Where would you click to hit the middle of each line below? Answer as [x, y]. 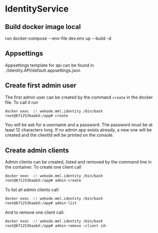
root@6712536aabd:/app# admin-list [41, 203]
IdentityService [37, 9]
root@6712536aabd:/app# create [37, 116]
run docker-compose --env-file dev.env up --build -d [58, 38]
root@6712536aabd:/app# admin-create [43, 181]
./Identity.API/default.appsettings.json [43, 70]
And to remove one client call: [35, 212]
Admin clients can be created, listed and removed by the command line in [78, 162]
